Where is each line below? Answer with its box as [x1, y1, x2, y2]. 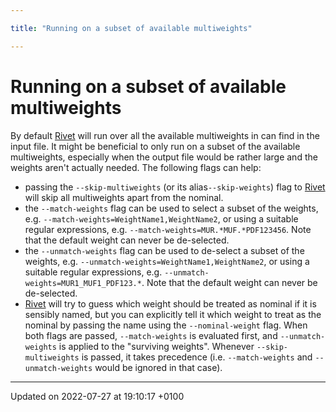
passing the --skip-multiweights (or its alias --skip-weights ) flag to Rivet [24, 181, 326, 193]
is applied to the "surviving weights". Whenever [58, 340, 255, 352]
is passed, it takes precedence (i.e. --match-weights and [81, 351, 313, 363]
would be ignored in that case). [94, 361, 223, 373]
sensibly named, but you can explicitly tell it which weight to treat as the [24, 308, 322, 320]
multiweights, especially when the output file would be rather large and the [10, 151, 318, 163]
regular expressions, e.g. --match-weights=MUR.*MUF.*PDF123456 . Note [24, 223, 312, 235]
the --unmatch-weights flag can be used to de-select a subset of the [24, 244, 305, 256]
